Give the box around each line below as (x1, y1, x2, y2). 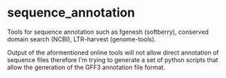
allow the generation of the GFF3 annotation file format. (7, 63, 166, 71)
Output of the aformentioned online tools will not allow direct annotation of (7, 48, 219, 57)
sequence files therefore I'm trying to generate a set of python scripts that (7, 55, 218, 64)
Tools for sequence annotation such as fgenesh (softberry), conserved (7, 28, 209, 36)
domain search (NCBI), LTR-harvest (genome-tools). (7, 35, 157, 43)
